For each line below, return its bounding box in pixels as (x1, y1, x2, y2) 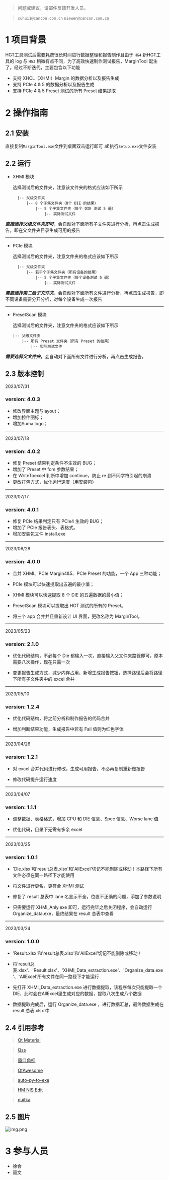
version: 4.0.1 (5, 506, 39, 513)
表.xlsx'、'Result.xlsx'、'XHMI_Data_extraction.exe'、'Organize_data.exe (12, 967, 163, 973)
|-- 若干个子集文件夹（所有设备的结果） (26, 270, 99, 275)
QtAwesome (17, 1068, 43, 1074)
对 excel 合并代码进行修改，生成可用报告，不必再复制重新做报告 (12, 765, 145, 771)
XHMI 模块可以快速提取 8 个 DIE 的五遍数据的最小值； (12, 592, 124, 598)
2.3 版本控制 (5, 370, 44, 378)
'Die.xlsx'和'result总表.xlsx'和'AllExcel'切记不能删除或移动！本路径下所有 (12, 866, 162, 872)
